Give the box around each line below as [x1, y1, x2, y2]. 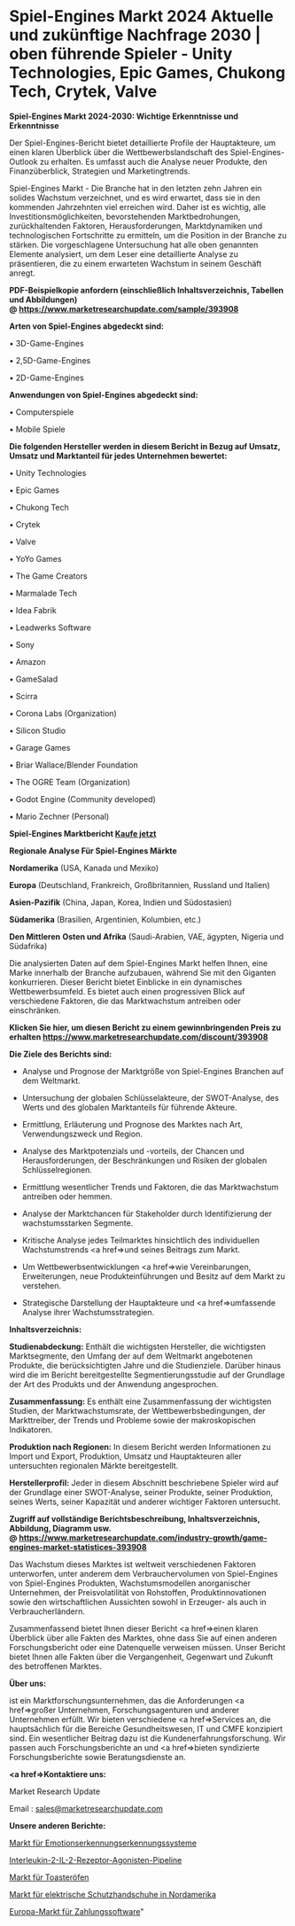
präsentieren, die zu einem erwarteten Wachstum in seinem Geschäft [9, 258, 262, 269]
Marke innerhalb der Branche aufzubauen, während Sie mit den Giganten [9, 967, 276, 978]
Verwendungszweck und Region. [21, 1128, 144, 1139]
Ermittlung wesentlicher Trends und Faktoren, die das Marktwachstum [21, 1181, 279, 1192]
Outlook [9, 156, 38, 167]
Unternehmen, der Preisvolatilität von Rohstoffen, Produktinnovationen [9, 1587, 268, 1597]
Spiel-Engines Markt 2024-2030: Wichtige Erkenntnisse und [9, 111, 239, 121]
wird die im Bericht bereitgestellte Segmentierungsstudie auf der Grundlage [9, 1369, 285, 1380]
